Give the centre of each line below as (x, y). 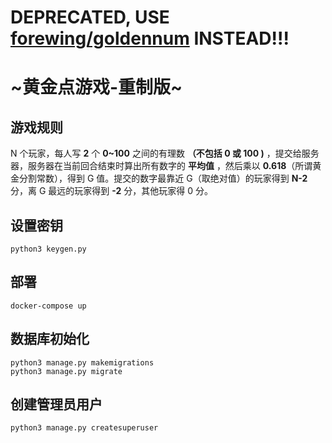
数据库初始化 (50, 339)
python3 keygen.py (48, 249)
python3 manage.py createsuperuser (84, 428)
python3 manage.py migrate (66, 371)
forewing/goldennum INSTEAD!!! (150, 38)
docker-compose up (48, 306)
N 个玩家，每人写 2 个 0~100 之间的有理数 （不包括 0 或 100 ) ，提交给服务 (165, 153)
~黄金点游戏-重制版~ (96, 87)
